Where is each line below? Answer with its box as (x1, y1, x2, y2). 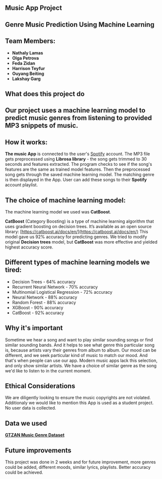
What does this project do (5, 89, 85, 98)
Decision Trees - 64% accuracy (12, 279, 76, 284)
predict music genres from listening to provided (5, 114, 152, 122)
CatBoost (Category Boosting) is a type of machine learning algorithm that (5, 218, 154, 224)
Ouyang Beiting (12, 71, 45, 76)
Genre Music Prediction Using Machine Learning (5, 20, 155, 29)
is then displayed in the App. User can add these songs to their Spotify (5, 177, 147, 183)
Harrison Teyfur (12, 65, 45, 71)
